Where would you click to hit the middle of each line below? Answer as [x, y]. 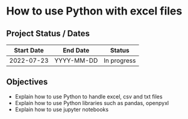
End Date [76, 50]
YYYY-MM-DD [76, 60]
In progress [120, 60]
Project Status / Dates [48, 34]
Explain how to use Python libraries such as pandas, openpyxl [92, 103]
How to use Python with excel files [94, 11]
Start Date [29, 50]
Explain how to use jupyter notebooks [62, 109]
